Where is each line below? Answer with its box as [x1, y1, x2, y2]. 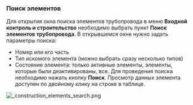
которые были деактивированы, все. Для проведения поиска [14, 68, 173, 75]
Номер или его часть [14, 49, 70, 56]
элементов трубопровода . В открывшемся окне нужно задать [6, 31, 169, 38]
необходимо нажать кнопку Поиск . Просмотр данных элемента [14, 74, 181, 82]
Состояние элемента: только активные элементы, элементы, [14, 61, 173, 68]
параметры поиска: [6, 37, 57, 44]
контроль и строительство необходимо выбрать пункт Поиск [6, 24, 167, 31]
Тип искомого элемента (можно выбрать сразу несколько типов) [14, 55, 184, 62]
